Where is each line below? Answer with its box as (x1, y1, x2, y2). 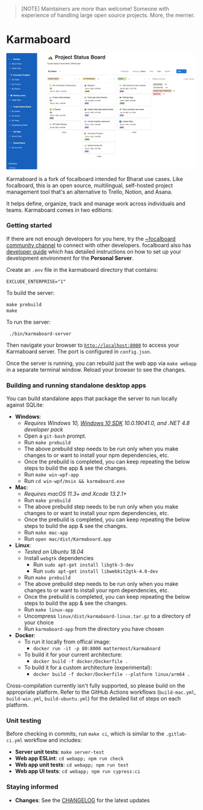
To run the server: (6, 318, 51, 326)
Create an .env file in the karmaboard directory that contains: (6, 266, 158, 273)
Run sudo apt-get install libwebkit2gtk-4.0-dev (33, 567, 158, 575)
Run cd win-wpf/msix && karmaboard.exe (24, 478, 125, 485)
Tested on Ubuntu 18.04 (24, 548, 84, 556)
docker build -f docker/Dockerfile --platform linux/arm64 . (33, 671, 190, 677)
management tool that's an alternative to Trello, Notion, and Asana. (6, 188, 173, 196)
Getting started (6, 221, 53, 229)
